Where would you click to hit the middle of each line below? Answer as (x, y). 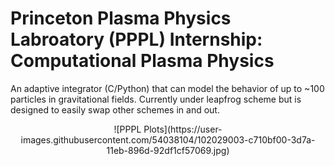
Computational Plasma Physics (142, 61)
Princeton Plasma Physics (121, 18)
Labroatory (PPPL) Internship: (136, 39)
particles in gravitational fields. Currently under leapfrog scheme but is (156, 99)
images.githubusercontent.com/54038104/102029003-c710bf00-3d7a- (168, 139)
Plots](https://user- (183, 129)
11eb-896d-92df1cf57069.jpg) (168, 150)
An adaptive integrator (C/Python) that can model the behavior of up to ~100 (167, 88)
